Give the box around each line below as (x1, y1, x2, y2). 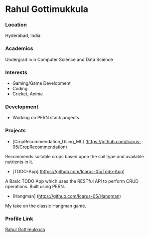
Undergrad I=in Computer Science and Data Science (5, 56, 113, 62)
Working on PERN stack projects (12, 115, 79, 121)
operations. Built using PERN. (5, 183, 66, 189)
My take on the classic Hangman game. (5, 203, 86, 209)
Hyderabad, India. (5, 32, 42, 38)
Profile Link (5, 215, 33, 222)
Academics (5, 45, 33, 52)
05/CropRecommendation (12, 144, 66, 150)
